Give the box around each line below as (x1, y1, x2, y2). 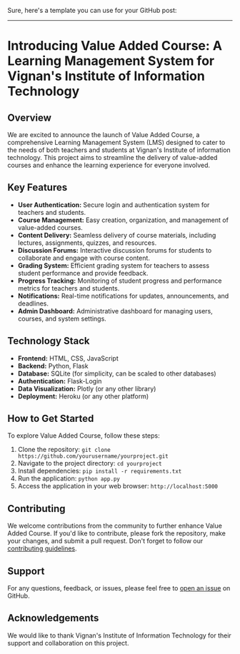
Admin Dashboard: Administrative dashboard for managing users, (17, 306, 213, 315)
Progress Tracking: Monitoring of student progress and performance (17, 276, 222, 285)
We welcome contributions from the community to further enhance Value (7, 521, 223, 530)
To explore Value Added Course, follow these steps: (7, 431, 160, 440)
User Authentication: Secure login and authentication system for (17, 200, 210, 209)
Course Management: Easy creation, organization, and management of (17, 216, 229, 224)
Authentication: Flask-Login (17, 376, 102, 385)
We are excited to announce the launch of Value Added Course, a (7, 131, 200, 139)
